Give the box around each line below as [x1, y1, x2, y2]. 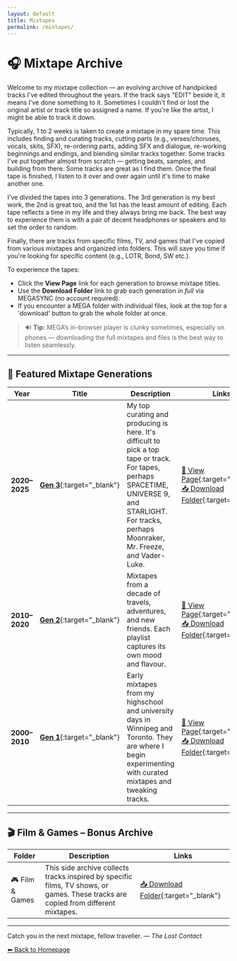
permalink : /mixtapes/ [7, 23, 74, 30]
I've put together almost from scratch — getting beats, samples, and [7, 157, 206, 166]
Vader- [140, 551, 166, 561]
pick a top [126, 445, 160, 455]
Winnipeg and [126, 724, 173, 734]
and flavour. [126, 659, 166, 669]
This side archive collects [44, 862, 129, 872]
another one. [7, 179, 44, 188]
